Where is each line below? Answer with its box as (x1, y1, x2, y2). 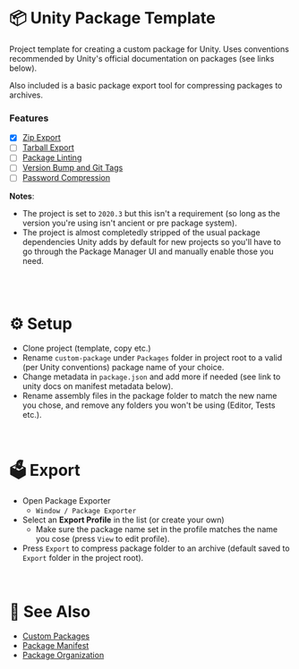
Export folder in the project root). (21, 553, 144, 563)
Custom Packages (21, 631, 90, 641)
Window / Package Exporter (35, 507, 137, 516)
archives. (9, 89, 43, 100)
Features (9, 112, 49, 124)
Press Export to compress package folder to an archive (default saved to (21, 543, 290, 554)
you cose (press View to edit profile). (35, 534, 170, 545)
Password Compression (21, 173, 111, 183)
